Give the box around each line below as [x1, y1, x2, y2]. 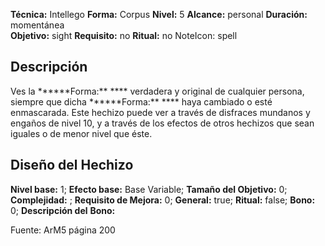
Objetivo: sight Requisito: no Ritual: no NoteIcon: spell [10, 30, 238, 41]
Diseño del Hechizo [10, 157, 134, 174]
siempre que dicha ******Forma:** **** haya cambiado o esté [10, 95, 273, 108]
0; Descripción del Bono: [10, 204, 116, 216]
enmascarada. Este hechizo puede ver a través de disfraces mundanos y [10, 106, 311, 118]
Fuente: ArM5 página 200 [10, 224, 116, 236]
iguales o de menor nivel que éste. [10, 127, 153, 139]
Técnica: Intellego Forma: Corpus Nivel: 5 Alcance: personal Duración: [10, 9, 308, 20]
